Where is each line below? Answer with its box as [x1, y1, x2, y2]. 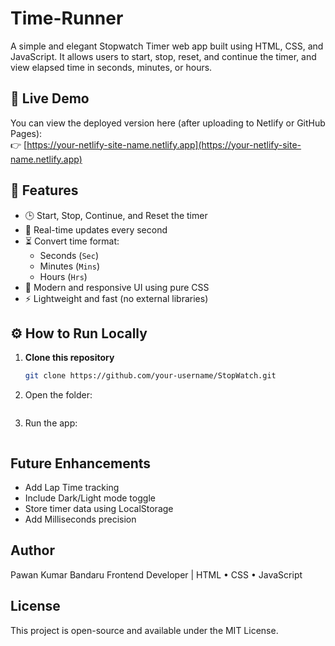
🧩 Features [10, 182, 79, 199]
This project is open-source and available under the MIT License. [10, 624, 279, 636]
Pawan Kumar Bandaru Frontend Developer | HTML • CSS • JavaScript [10, 568, 303, 581]
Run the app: [24, 417, 78, 429]
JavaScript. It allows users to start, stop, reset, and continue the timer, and [10, 50, 317, 62]
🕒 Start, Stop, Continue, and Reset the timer [24, 209, 208, 221]
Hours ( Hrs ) [39, 270, 88, 282]
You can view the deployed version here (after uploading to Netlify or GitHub [10, 117, 326, 129]
